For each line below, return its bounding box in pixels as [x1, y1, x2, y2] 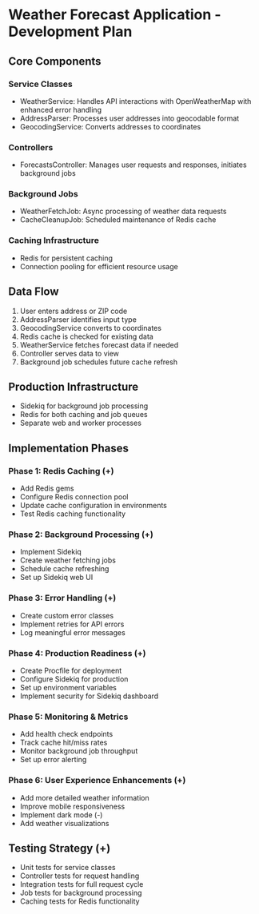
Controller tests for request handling [19, 871, 140, 880]
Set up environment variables [19, 682, 118, 692]
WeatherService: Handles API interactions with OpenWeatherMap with [19, 96, 252, 105]
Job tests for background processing [19, 888, 142, 898]
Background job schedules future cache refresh [19, 357, 178, 367]
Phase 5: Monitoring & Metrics [8, 711, 129, 722]
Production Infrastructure [8, 380, 139, 393]
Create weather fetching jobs [19, 555, 116, 565]
